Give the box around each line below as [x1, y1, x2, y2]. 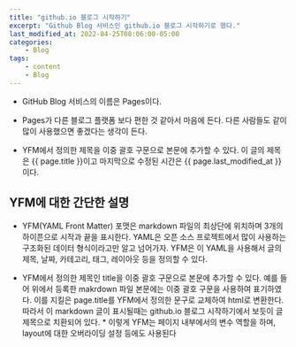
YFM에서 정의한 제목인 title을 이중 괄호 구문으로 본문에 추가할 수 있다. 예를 [21, 272, 278, 283]
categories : [9, 37, 53, 47]
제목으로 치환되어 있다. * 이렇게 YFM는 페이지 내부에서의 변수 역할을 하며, [21, 316, 277, 328]
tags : [9, 54, 29, 63]
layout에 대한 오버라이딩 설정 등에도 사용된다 [21, 328, 177, 338]
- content [25, 63, 62, 72]
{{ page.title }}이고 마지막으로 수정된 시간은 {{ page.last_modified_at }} [31, 156, 282, 166]
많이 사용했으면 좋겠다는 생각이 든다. [21, 126, 148, 136]
